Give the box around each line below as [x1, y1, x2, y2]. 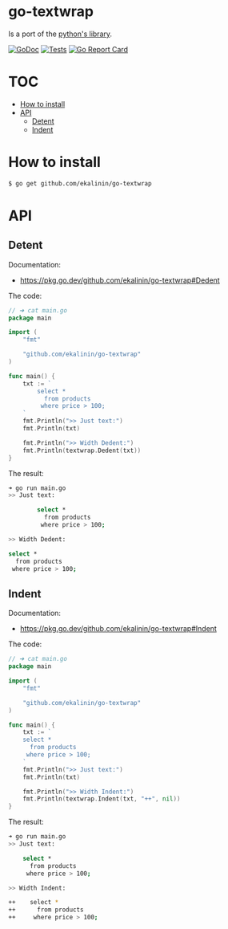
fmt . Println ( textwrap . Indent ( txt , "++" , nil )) [22, 795, 181, 803]
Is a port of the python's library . [8, 29, 113, 39]
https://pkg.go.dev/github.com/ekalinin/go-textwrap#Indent [19, 624, 218, 634]
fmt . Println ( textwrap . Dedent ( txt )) [22, 446, 142, 454]
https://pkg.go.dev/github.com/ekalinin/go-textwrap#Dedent [19, 275, 220, 285]
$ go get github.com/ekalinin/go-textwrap [8, 179, 152, 187]
